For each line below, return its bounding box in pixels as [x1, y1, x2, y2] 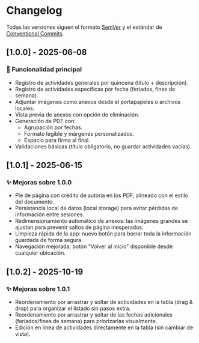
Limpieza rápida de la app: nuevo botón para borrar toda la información [14, 230, 192, 237]
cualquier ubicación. [14, 249, 66, 256]
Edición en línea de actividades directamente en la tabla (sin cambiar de [14, 324, 194, 331]
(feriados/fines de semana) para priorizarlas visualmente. [14, 318, 158, 324]
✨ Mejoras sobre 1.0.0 [6, 178, 72, 186]
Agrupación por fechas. [23, 124, 83, 131]
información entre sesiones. [14, 211, 84, 218]
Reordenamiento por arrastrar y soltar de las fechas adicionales [14, 311, 173, 318]
